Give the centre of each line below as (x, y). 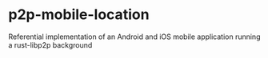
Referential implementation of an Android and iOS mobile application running (134, 37)
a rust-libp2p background (50, 44)
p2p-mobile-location (79, 15)
